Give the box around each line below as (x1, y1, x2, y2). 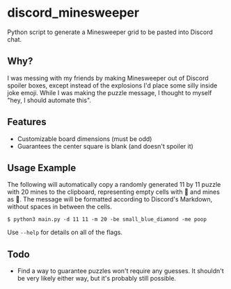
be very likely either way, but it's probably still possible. (17, 274, 176, 283)
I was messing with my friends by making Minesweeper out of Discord (7, 74, 209, 82)
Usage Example (7, 162, 77, 174)
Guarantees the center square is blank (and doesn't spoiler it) (17, 142, 193, 150)
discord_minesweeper (7, 5, 140, 21)
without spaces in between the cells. (7, 203, 113, 211)
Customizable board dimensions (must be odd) (17, 134, 152, 143)
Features (7, 116, 47, 128)
